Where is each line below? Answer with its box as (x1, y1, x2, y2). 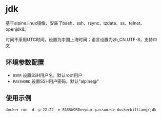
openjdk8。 (5, 26, 29, 32)
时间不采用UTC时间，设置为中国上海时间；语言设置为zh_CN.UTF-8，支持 (5, 37, 153, 42)
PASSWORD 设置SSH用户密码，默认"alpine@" (12, 78, 99, 84)
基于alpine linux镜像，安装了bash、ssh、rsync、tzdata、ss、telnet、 (5, 20, 145, 26)
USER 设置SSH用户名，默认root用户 (12, 72, 82, 78)
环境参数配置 (5, 58, 44, 67)
